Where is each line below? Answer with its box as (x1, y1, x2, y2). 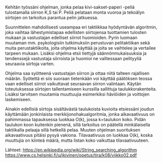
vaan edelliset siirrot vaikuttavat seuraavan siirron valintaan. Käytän (5, 81, 141, 87)
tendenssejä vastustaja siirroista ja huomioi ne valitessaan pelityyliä (5, 56, 141, 61)
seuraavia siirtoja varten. (5, 61, 55, 66)
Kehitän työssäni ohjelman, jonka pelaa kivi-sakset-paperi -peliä (5, 4, 135, 10)
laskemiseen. (5, 97, 32, 102)
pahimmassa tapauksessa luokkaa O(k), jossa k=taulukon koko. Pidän (5, 117, 146, 122)
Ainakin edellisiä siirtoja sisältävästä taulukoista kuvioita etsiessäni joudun (5, 106, 155, 112)
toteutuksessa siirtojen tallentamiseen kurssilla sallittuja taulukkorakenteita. (5, 86, 157, 92)
